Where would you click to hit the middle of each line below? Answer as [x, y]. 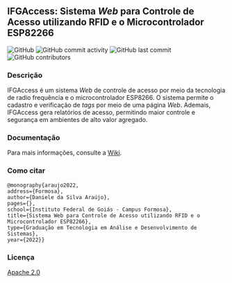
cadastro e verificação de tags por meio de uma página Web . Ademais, [109, 105]
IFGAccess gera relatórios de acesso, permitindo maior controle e [101, 112]
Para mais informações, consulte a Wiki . [65, 153]
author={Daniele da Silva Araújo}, [59, 197]
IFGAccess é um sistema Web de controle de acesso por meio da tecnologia [116, 90]
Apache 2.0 [24, 272]
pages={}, [22, 203]
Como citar [26, 171]
